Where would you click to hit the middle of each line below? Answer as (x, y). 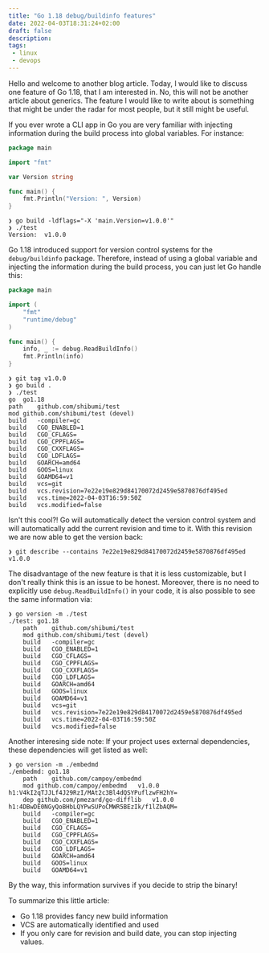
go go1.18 (26, 399)
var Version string (41, 177)
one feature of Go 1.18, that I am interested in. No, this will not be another (128, 92)
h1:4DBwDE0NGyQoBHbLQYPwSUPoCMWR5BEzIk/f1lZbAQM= (93, 807)
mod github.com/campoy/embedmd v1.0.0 (91, 786)
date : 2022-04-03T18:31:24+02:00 (64, 23)
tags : (17, 46)
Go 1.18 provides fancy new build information (94, 916)
